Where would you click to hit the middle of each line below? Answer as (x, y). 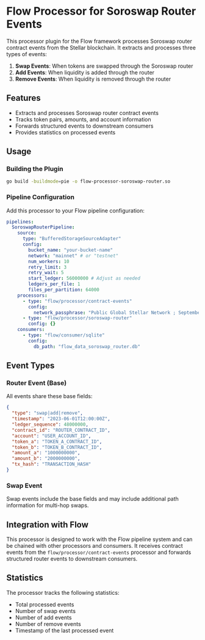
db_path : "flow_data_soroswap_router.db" (87, 346)
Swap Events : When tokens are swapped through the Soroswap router (104, 66)
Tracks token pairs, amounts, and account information (83, 119)
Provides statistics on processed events (65, 132)
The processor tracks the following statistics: (63, 592)
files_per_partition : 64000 (64, 290)
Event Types (31, 365)
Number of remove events (48, 624)
